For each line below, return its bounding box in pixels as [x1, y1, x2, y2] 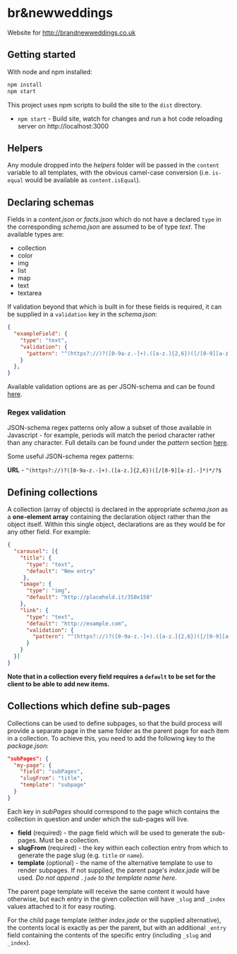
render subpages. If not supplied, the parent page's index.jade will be [17, 866, 220, 874]
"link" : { [20, 607, 49, 614]
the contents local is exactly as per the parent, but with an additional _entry [7, 923, 227, 931]
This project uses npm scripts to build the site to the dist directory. [7, 100, 202, 109]
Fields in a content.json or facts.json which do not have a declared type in [7, 215, 222, 224]
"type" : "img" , [25, 588, 71, 595]
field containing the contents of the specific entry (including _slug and [7, 931, 212, 939]
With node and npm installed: [7, 67, 93, 76]
